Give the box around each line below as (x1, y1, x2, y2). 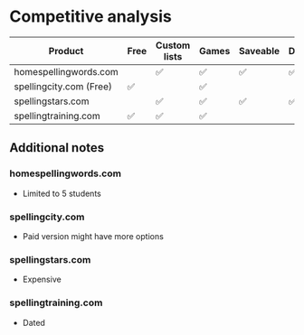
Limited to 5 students (22, 188, 101, 199)
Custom (155, 39, 191, 51)
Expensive (22, 274, 62, 285)
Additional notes (9, 140, 105, 155)
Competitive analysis (9, 6, 172, 27)
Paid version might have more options (22, 230, 165, 241)
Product (48, 44, 84, 57)
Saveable (238, 44, 280, 57)
